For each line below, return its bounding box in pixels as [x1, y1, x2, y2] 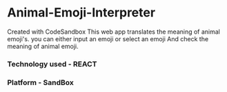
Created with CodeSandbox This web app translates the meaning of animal [7, 27, 221, 36]
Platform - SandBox [7, 78, 75, 87]
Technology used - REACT [7, 59, 97, 69]
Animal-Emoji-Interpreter [7, 5, 156, 21]
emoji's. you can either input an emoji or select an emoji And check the [7, 34, 209, 43]
